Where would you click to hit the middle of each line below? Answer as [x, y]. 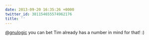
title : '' [15, 19]
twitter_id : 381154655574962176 [38, 14]
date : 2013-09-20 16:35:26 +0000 [40, 10]
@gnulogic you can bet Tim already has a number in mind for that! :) [75, 33]
